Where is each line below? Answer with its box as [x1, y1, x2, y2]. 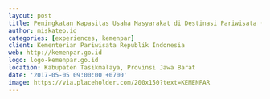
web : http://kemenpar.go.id [8, 49, 103, 57]
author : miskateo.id [8, 26, 78, 34]
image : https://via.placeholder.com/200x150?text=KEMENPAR [8, 78, 211, 86]
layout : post [8, 11, 52, 20]
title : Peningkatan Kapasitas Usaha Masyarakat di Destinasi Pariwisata [8, 19, 257, 27]
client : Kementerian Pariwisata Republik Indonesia [8, 42, 185, 49]
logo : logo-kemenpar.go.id [8, 57, 99, 65]
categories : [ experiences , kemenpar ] [8, 34, 135, 42]
